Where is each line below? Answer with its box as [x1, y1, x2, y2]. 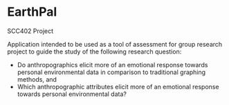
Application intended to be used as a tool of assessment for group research [7, 40, 223, 48]
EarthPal [7, 4, 57, 20]
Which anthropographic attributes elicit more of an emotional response [17, 82, 219, 91]
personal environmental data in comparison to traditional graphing [17, 68, 206, 76]
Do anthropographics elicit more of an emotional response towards [17, 60, 209, 69]
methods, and [17, 75, 57, 83]
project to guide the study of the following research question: [7, 47, 182, 56]
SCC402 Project [7, 27, 54, 35]
